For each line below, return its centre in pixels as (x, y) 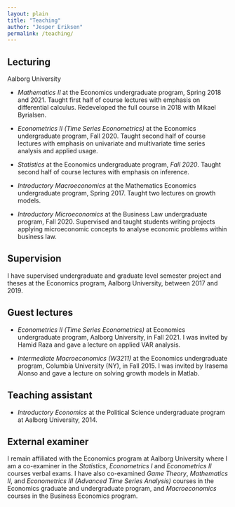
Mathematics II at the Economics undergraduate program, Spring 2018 (119, 93)
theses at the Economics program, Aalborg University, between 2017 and (113, 283)
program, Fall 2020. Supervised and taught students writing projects (116, 222)
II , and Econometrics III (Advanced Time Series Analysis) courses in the (110, 481)
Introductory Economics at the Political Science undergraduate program (121, 412)
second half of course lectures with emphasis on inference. (103, 172)
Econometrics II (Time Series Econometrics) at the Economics (107, 129)
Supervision (34, 258)
